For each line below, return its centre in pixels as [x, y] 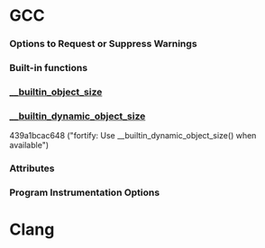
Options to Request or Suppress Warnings [103, 44]
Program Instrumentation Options [85, 192]
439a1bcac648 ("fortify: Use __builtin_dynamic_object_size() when [133, 136]
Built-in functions [49, 68]
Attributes [32, 169]
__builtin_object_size [56, 92]
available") [29, 146]
